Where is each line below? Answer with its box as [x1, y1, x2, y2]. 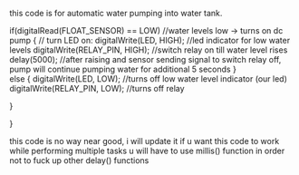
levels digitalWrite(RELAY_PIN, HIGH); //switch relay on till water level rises [9, 44, 288, 55]
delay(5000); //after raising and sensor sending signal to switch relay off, [9, 54, 282, 64]
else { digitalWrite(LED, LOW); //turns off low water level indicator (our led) [9, 73, 288, 84]
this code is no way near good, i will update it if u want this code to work [9, 136, 280, 146]
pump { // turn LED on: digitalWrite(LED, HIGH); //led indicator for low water [9, 35, 291, 45]
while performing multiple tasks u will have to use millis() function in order [9, 145, 285, 156]
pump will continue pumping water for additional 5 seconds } [9, 63, 237, 74]
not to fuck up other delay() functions [9, 155, 149, 166]
